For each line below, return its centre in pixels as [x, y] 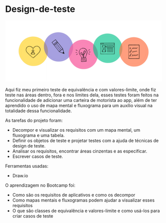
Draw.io [20, 175]
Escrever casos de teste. [38, 156]
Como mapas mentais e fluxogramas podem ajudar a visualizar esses [83, 200]
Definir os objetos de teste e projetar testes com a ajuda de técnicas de [85, 141]
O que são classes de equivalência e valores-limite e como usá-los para [86, 211]
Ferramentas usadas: [27, 166]
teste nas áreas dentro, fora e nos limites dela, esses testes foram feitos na [82, 95]
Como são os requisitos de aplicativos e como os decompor [74, 195]
